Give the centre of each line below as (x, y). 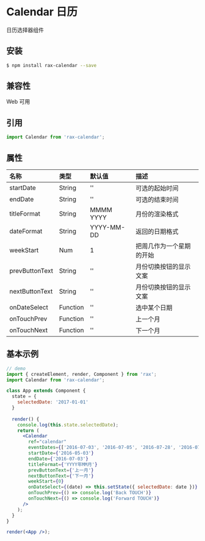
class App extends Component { (46, 391)
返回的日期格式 (157, 232)
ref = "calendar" (48, 442)
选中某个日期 (154, 308)
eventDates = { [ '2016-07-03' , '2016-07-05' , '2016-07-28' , (102, 448)
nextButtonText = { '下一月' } (61, 476)
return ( (28, 430)
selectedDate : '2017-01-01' (53, 402)
